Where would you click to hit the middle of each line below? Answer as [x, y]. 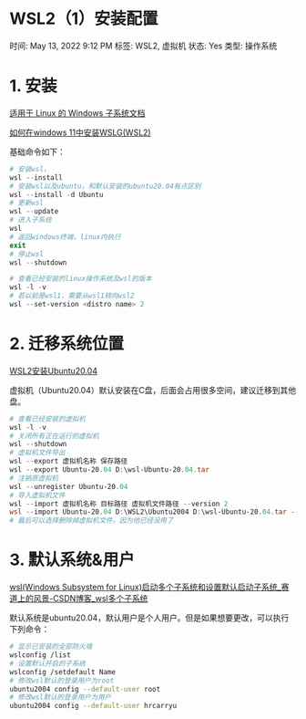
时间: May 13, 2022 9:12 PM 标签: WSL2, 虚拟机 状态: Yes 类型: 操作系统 [143, 46]
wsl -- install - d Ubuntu [56, 194]
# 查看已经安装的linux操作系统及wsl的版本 [81, 279]
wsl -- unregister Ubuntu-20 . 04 [69, 486]
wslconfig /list [40, 655]
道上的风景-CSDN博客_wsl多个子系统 [79, 599]
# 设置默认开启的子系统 [48, 663]
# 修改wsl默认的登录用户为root [62, 681]
